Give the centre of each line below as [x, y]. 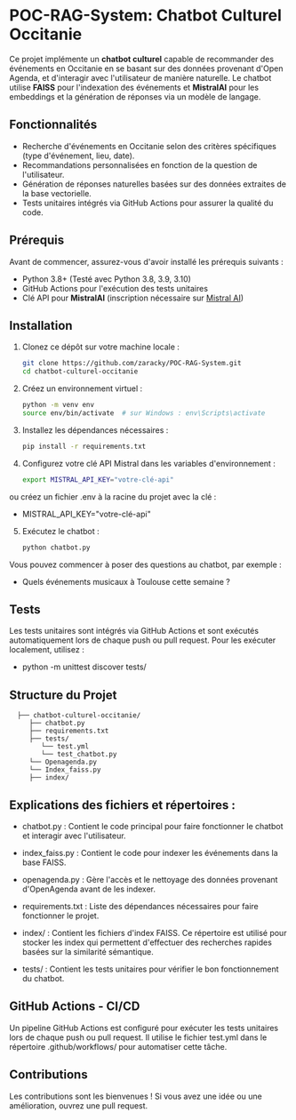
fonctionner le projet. [60, 916]
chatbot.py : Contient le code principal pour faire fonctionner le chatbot [152, 826]
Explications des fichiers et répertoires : [122, 805]
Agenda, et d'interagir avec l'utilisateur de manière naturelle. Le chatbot [140, 77]
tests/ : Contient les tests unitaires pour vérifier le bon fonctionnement [150, 969]
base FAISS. [44, 862]
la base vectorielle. [56, 193]
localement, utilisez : [47, 650]
